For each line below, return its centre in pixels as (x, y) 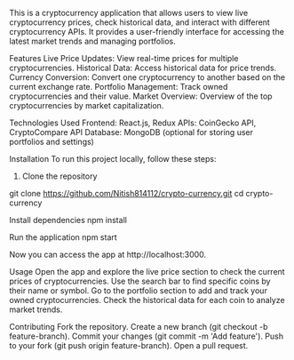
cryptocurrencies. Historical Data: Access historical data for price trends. (143, 68)
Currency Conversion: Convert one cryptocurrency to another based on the (147, 77)
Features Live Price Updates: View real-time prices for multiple (124, 58)
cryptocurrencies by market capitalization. (87, 105)
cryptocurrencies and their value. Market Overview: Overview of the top (141, 96)
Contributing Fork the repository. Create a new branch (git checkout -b (139, 327)
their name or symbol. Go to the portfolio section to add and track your (139, 291)
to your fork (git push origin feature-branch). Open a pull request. (129, 345)
